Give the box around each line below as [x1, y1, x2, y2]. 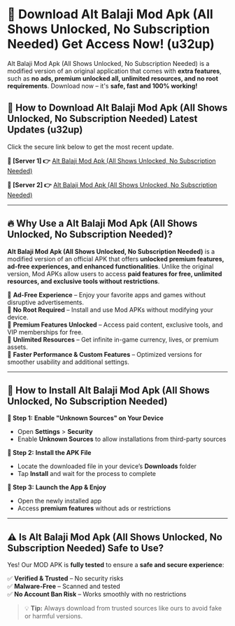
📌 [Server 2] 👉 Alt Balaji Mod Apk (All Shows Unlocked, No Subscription [7, 180, 218, 189]
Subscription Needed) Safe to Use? [7, 542, 164, 554]
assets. [7, 343, 28, 351]
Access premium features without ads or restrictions [17, 504, 171, 512]
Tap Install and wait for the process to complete [17, 470, 156, 478]
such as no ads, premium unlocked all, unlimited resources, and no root [7, 74, 219, 83]
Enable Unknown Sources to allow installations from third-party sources [17, 435, 227, 444]
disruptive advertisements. [7, 298, 84, 306]
